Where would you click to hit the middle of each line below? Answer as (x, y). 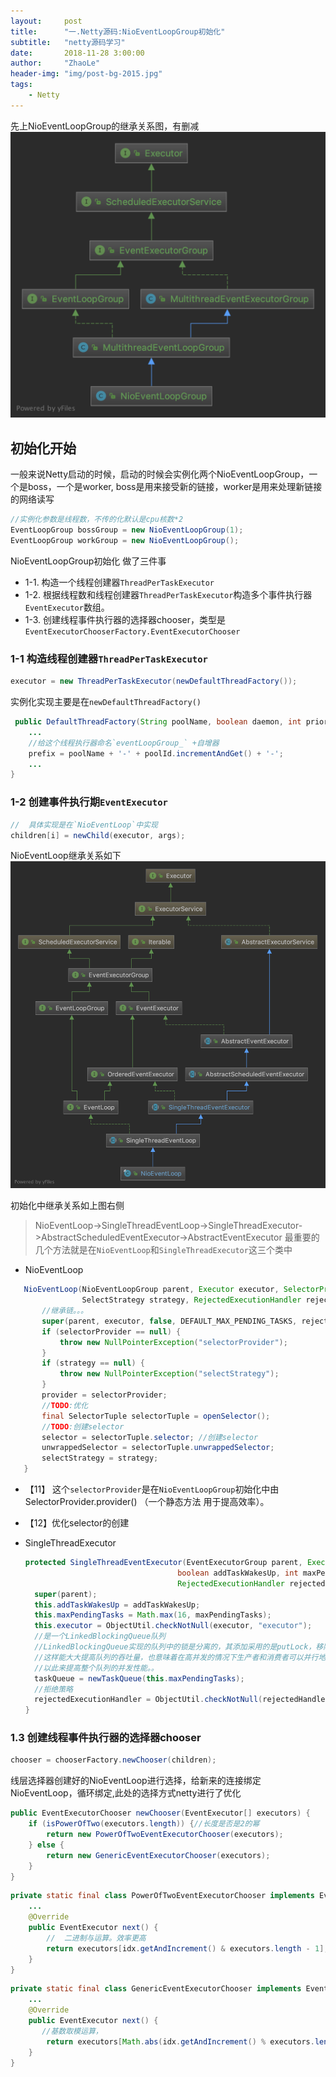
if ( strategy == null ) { (93, 1363)
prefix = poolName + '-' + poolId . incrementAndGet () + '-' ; (156, 753)
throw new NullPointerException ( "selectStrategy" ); (169, 1374)
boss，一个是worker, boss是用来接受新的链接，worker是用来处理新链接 (175, 487)
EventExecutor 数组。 (67, 607)
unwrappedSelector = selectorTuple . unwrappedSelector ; (158, 1448)
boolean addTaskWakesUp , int (238, 1573)
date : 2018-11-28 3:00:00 (77, 53)
